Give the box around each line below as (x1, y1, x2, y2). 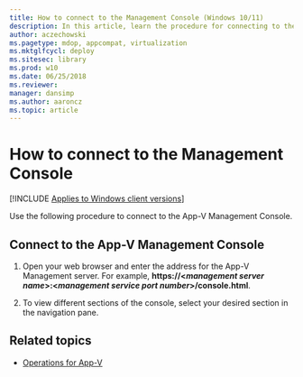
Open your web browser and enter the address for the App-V (22, 261, 250, 271)
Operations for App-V (22, 357, 103, 368)
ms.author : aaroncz (9, 97, 83, 106)
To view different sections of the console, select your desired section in (22, 298, 289, 308)
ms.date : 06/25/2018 (9, 72, 87, 81)
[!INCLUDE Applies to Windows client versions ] (9, 193, 185, 204)
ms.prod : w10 (9, 64, 59, 73)
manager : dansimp (9, 88, 75, 97)
